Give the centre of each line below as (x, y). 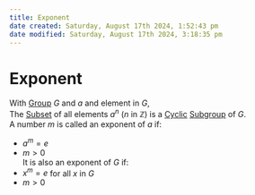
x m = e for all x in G (58, 173)
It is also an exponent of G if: (75, 162)
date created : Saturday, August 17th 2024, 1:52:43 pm (114, 26)
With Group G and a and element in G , (79, 103)
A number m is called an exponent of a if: (86, 124)
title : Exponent (40, 17)
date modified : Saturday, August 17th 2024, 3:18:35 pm (116, 34)
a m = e (35, 142)
